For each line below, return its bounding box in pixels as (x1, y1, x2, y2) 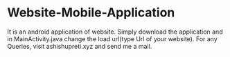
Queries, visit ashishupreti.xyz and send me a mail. (7, 42, 152, 50)
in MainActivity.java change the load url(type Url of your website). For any (7, 34, 218, 43)
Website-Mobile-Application (7, 5, 175, 21)
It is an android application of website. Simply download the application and (7, 27, 223, 36)
